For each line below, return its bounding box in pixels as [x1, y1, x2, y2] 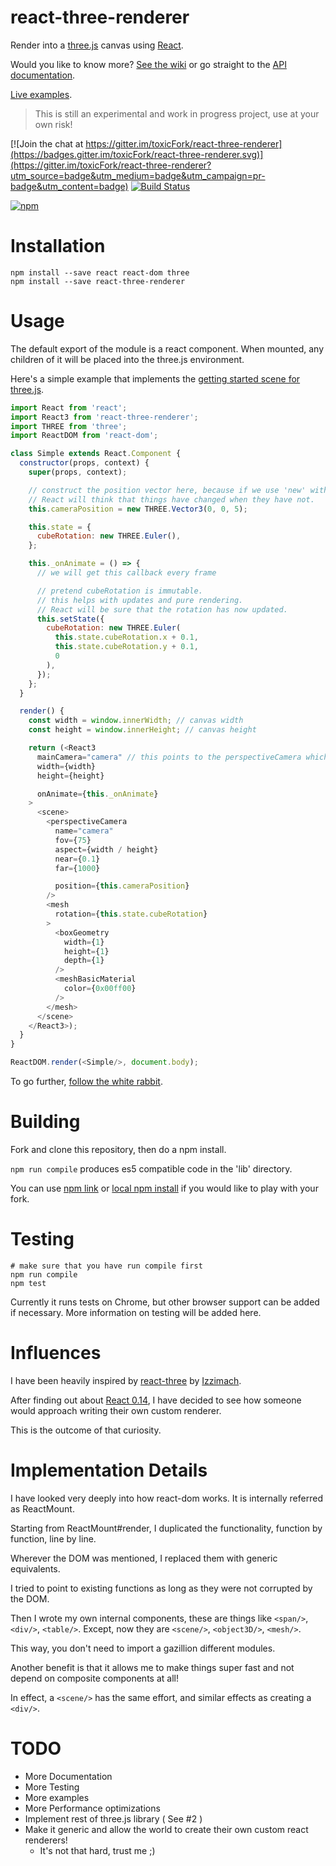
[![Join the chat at [10, 137, 84, 150]
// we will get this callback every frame [36, 568, 217, 578]
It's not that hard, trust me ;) [39, 1844, 156, 1856]
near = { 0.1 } [54, 854, 101, 864]
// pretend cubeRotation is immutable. [36, 586, 203, 596]
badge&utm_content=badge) [10, 180, 129, 192]
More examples [24, 1791, 90, 1803]
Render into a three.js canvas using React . [10, 39, 184, 51]
